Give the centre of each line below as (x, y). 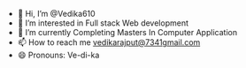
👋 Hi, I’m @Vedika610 (56, 14)
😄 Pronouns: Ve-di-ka (58, 55)
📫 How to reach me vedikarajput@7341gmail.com (109, 42)
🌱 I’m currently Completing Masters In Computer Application (127, 32)
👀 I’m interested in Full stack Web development (103, 23)
